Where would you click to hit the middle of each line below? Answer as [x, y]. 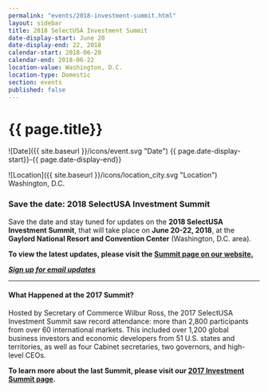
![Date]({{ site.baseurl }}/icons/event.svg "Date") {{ [93, 151]
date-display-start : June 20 [57, 38]
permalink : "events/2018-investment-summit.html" [93, 16]
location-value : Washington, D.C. [66, 68]
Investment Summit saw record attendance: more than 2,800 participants [128, 321]
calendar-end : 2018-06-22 [51, 61]
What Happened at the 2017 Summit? [71, 295]
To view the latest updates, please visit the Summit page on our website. [131, 254]
